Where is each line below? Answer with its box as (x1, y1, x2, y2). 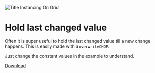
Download (5, 62, 26, 69)
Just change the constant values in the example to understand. (5, 53, 134, 59)
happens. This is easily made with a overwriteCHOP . (5, 43, 110, 49)
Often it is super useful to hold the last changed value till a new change (5, 38, 151, 44)
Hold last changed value (5, 22, 107, 33)
